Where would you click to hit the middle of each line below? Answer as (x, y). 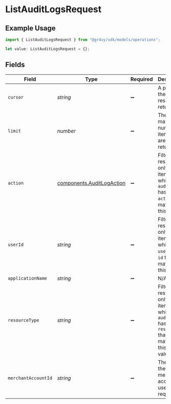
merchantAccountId (30, 378)
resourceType (24, 320)
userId (16, 244)
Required (142, 79)
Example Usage (31, 28)
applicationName (27, 278)
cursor (16, 97)
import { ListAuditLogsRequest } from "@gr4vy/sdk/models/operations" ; (83, 40)
